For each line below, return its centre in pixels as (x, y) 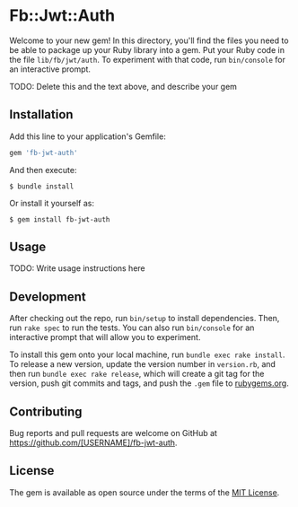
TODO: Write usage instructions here (77, 268)
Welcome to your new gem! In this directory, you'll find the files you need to (149, 40)
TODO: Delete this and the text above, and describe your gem (123, 86)
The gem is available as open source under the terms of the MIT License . (145, 492)
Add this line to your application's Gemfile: (88, 136)
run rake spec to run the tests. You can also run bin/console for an (132, 328)
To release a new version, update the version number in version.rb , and (143, 364)
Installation (41, 114)
